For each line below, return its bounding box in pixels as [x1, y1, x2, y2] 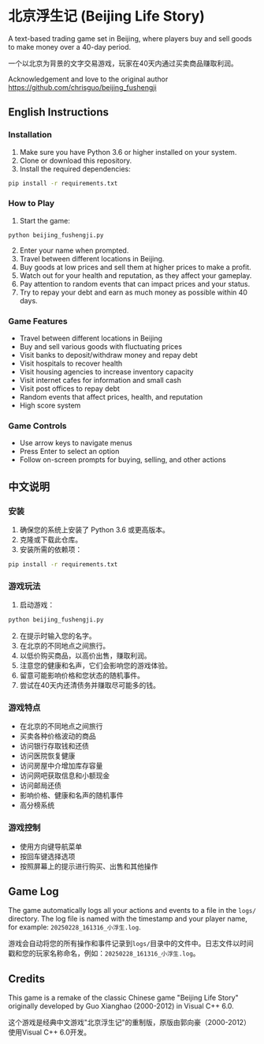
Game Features [8, 315, 69, 326]
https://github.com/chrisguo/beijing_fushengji [8, 82, 157, 92]
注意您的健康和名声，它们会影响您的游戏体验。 [19, 661, 172, 670]
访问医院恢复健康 [19, 751, 76, 760]
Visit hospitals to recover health [19, 359, 123, 368]
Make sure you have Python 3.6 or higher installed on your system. [19, 147, 237, 156]
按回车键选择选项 [19, 851, 76, 861]
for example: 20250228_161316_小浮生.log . [8, 922, 141, 932]
